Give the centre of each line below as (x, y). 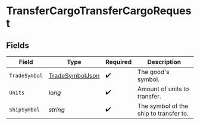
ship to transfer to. (163, 113)
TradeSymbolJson (74, 76)
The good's (153, 72)
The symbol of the (163, 106)
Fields (18, 45)
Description (164, 62)
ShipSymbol (24, 110)
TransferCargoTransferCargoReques (99, 11)
